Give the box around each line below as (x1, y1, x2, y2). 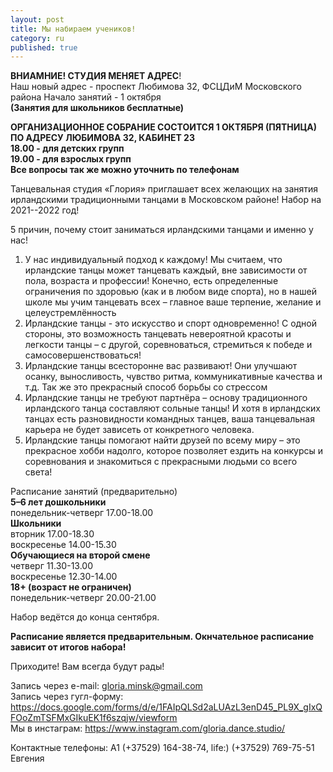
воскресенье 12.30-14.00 (10, 571, 118, 583)
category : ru (10, 33, 65, 43)
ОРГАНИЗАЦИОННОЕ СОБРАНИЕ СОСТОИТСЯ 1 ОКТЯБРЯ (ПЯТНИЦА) (10, 121, 317, 133)
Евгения (10, 752, 45, 765)
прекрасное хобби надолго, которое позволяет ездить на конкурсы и (24, 445, 324, 457)
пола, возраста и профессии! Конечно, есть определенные (24, 275, 279, 287)
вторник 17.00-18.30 (10, 528, 95, 540)
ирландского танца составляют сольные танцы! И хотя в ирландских (24, 402, 321, 415)
